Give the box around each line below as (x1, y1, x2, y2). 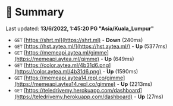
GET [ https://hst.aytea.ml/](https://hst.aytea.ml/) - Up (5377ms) (14, 43, 168, 50)
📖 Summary (5, 5, 64, 19)
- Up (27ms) (134, 93, 164, 100)
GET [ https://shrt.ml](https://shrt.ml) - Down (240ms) (14, 36, 143, 43)
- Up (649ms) (100, 55, 134, 62)
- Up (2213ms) (117, 80, 153, 88)
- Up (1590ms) (102, 68, 139, 75)
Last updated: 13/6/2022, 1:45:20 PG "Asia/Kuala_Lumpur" (5, 25, 154, 32)
